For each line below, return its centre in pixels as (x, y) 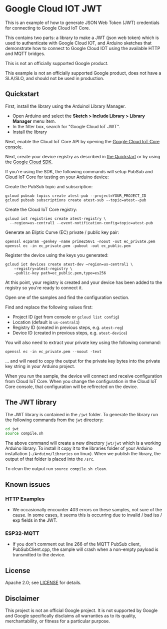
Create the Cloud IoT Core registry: (41, 209)
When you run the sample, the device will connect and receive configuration (84, 376)
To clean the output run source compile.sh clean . (56, 469)
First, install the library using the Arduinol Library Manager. (65, 106)
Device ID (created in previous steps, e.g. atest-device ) (70, 333)
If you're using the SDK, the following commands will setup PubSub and (79, 171)
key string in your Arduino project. (40, 366)
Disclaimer (22, 598)
